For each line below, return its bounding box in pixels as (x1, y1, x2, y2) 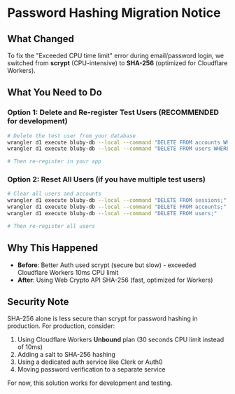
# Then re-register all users (7, 222, 96, 229)
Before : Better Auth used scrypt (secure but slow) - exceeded (17, 261, 197, 269)
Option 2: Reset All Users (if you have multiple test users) (7, 175, 206, 184)
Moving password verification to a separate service (17, 365, 166, 374)
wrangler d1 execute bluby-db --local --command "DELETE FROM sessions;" (7, 197, 227, 204)
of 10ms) (17, 343, 43, 351)
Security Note (7, 296, 69, 308)
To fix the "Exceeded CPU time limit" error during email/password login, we (7, 51, 225, 60)
